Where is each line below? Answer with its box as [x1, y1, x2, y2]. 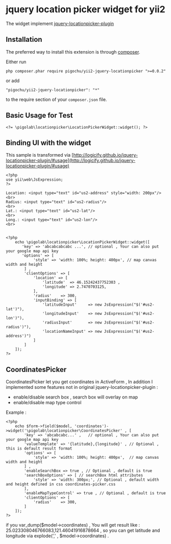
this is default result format [6, 446, 72, 451]
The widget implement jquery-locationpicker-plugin [6, 20, 114, 27]
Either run [6, 59, 27, 65]
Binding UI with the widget [6, 138, 91, 147]
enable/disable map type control [13, 400, 82, 406]
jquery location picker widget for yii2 [6, 4, 165, 15]
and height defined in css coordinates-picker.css [6, 482, 116, 487]
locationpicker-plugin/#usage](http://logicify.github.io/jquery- [6, 157, 136, 164]
